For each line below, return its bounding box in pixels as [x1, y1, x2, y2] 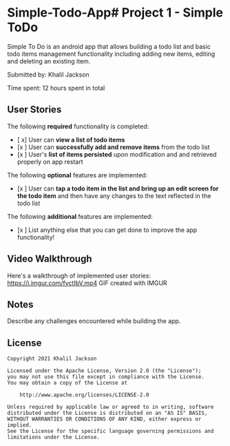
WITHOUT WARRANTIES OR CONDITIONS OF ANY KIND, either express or [7, 416, 202, 423]
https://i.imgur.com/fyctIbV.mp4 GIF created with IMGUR [7, 278, 167, 287]
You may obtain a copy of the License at [7, 380, 128, 387]
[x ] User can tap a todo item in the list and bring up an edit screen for [17, 184, 219, 193]
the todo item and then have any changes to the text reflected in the [17, 191, 211, 200]
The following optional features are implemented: [7, 171, 148, 179]
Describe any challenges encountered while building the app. [7, 317, 181, 325]
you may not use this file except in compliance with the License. [7, 374, 205, 380]
